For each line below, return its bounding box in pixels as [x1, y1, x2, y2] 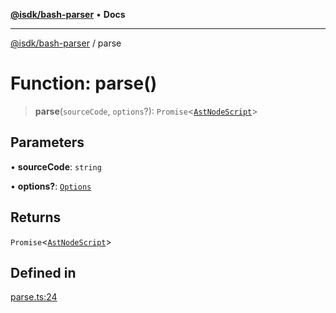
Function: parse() [10, 72, 158, 95]
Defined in [10, 264, 77, 281]
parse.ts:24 [10, 291, 58, 303]
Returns [10, 209, 62, 226]
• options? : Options [10, 180, 92, 192]
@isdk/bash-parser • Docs [10, 9, 126, 20]
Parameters [10, 134, 85, 151]
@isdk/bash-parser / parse [10, 37, 122, 49]
